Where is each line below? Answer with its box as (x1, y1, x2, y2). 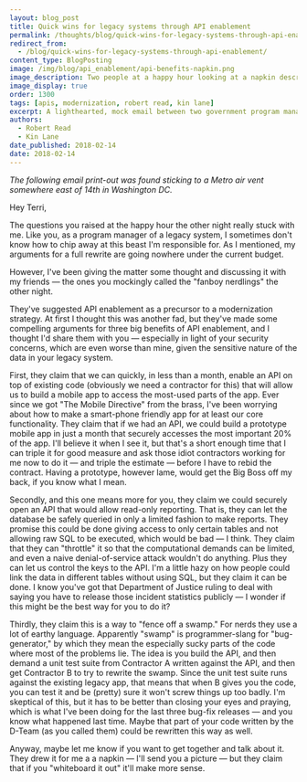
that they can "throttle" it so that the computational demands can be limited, (9, 543, 295, 554)
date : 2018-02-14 (9, 149, 76, 158)
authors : (9, 115, 43, 124)
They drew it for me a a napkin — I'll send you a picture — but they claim (9, 753, 283, 764)
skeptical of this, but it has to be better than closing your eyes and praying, (9, 696, 291, 707)
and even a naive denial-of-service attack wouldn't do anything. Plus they (9, 552, 288, 563)
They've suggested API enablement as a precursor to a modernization (9, 303, 274, 314)
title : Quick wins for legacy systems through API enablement (9, 22, 251, 31)
